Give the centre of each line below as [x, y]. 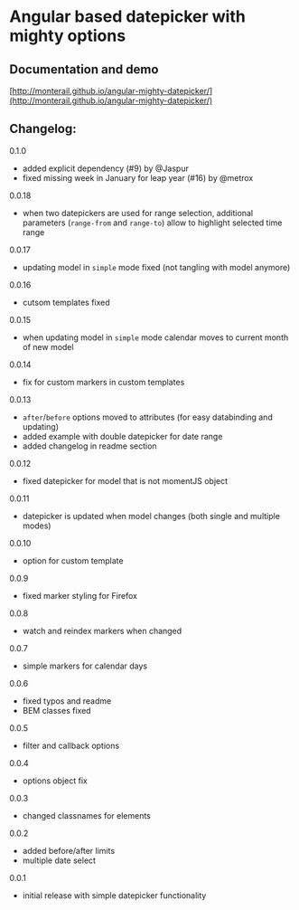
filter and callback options [71, 745]
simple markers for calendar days [84, 666]
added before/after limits [69, 850]
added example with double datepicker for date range [122, 436]
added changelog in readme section [89, 446]
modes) [37, 526]
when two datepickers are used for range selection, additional [138, 213]
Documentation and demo [84, 69]
